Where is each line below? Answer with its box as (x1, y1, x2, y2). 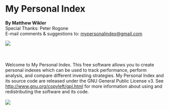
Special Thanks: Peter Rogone (5, 25, 69, 31)
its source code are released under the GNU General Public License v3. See (5, 78, 164, 84)
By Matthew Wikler (5, 20, 47, 26)
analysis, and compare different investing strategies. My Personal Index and (5, 72, 164, 79)
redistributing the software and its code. (5, 88, 89, 94)
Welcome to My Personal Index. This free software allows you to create (5, 61, 154, 67)
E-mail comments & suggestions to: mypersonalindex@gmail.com (5, 30, 143, 36)
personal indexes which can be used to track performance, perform (5, 67, 147, 73)
